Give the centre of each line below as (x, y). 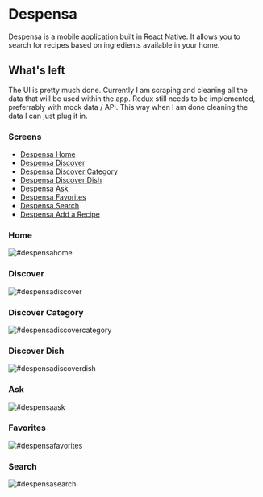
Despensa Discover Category (69, 171)
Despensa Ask (44, 189)
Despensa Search (50, 206)
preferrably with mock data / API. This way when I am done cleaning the (128, 107)
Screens (25, 137)
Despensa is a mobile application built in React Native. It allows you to (124, 36)
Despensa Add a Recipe (60, 214)
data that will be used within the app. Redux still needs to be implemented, (132, 99)
